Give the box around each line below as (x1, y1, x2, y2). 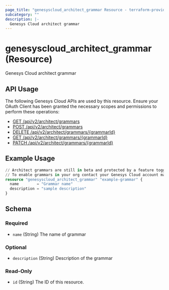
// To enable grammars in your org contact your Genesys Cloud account (5, 172, 158, 177)
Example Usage (5, 154, 55, 163)
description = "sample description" (10, 186, 87, 191)
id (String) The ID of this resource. (12, 279, 84, 285)
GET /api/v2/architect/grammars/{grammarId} (12, 134, 108, 140)
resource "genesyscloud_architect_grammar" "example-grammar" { (5, 177, 143, 182)
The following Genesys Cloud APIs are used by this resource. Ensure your (5, 98, 158, 104)
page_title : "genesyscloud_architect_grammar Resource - (5, 7, 127, 13)
